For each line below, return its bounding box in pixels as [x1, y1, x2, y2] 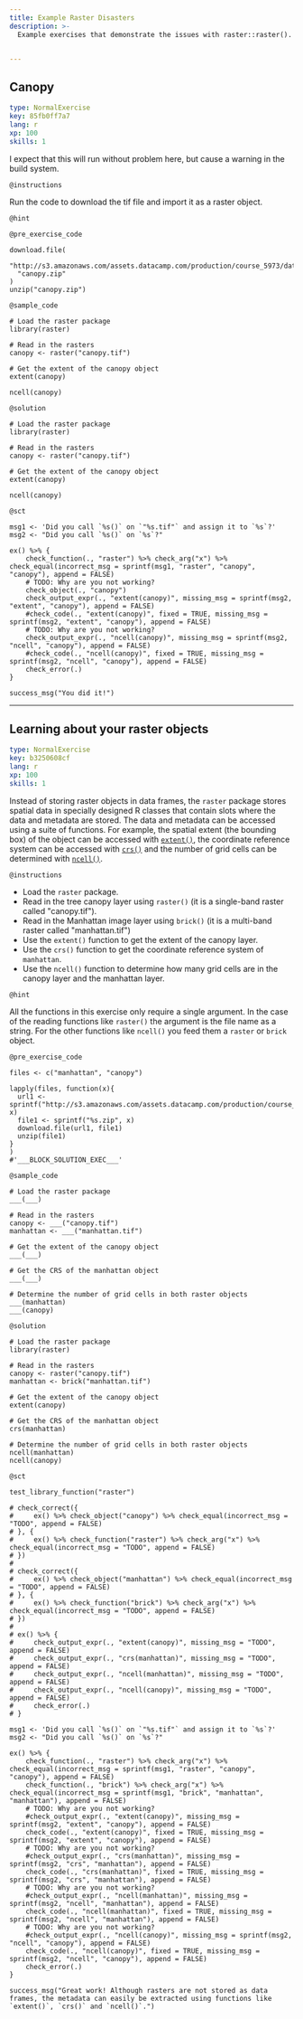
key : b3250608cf [9, 754, 70, 763]
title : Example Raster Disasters [9, 13, 135, 23]
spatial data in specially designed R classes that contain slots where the [9, 805, 277, 816]
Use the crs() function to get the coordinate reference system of [22, 944, 264, 955]
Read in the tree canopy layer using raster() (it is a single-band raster [22, 896, 284, 907]
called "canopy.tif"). [22, 905, 97, 916]
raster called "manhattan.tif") [22, 924, 131, 936]
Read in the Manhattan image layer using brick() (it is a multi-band [22, 915, 272, 926]
